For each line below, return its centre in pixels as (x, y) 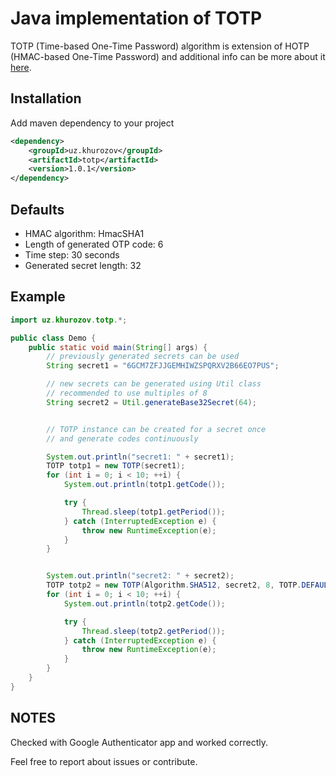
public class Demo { (53, 338)
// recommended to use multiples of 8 (127, 393)
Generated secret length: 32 (83, 265)
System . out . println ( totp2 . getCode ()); (144, 603)
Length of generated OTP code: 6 (94, 244)
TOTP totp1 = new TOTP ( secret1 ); (116, 466)
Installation (46, 98)
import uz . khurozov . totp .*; (69, 320)
